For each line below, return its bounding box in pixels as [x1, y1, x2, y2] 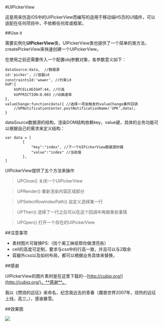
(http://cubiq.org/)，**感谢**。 [5, 279, 67, 285]
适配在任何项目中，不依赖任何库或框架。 [5, 20, 86, 26]
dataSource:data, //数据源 [5, 67, 60, 72]
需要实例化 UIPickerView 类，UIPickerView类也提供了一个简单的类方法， [5, 40, 149, 46]
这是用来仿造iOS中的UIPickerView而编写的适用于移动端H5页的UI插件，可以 [5, 14, 156, 20]
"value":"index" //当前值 [31, 150, 82, 155]
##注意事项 [5, 230, 28, 236]
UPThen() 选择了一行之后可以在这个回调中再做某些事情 [17, 209, 127, 215]
